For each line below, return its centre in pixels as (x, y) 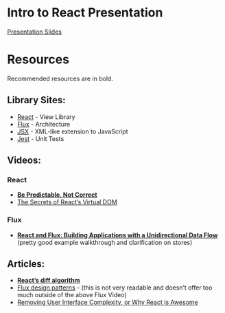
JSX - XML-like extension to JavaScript (72, 131)
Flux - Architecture (44, 124)
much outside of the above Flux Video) (72, 295)
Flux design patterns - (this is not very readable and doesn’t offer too (115, 288)
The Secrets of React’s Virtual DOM (67, 202)
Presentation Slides (34, 32)
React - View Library (46, 117)
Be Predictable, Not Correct (57, 195)
